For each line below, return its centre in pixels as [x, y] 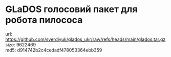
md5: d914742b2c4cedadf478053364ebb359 [54, 50]
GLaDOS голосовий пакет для [71, 9]
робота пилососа [44, 20]
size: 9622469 [21, 44]
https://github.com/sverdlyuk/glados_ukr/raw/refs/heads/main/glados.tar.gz [85, 39]
